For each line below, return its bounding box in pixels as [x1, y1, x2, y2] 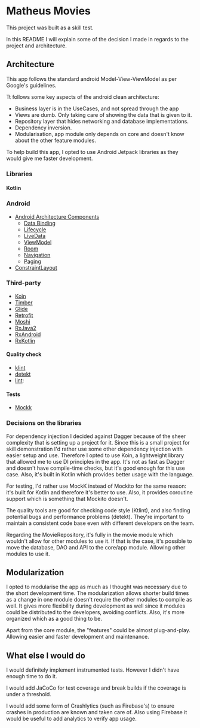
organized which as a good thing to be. [6, 615, 103, 623]
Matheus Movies [6, 4, 91, 18]
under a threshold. [6, 691, 52, 698]
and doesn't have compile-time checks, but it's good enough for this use [6, 464, 185, 472]
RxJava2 [14, 324, 37, 331]
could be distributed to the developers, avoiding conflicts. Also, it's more [6, 609, 185, 616]
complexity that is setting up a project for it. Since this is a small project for [6, 439, 190, 446]
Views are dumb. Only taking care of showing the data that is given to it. [14, 111, 192, 118]
